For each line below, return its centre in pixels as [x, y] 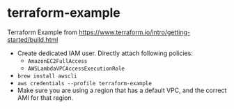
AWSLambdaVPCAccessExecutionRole [76, 68]
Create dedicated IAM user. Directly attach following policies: [105, 53]
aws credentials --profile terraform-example [84, 83]
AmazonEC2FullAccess [57, 61]
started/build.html [33, 39]
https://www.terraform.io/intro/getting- [134, 32]
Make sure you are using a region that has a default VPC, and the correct [122, 90]
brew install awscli [47, 76]
